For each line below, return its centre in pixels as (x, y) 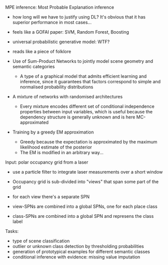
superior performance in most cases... (52, 22)
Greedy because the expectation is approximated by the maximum (89, 142)
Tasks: (12, 231)
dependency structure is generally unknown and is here (77, 117)
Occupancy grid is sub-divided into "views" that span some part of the (86, 182)
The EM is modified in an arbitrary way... (62, 152)
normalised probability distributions (57, 87)
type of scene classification (41, 241)
